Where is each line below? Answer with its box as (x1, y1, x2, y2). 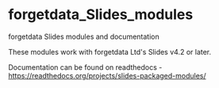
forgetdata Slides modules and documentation (8, 32, 160, 41)
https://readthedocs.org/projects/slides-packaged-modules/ (8, 71, 206, 80)
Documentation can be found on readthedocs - (8, 62, 163, 72)
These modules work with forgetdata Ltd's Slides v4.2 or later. (8, 47, 212, 56)
